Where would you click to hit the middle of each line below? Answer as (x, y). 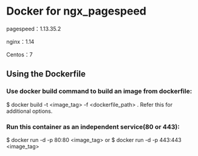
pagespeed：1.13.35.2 (34, 29)
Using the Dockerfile (46, 74)
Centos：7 (19, 54)
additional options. (29, 111)
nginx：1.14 (20, 41)
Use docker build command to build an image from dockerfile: (99, 91)
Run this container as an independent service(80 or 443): (93, 127)
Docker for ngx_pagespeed (77, 11)
